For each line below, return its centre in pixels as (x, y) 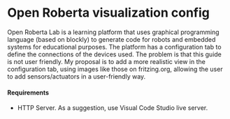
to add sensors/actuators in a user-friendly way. (77, 76)
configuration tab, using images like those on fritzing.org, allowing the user (115, 69)
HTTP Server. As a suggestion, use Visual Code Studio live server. (113, 108)
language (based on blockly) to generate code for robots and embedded (112, 39)
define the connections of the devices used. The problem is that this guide (115, 54)
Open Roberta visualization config (108, 13)
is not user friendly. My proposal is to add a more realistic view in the (107, 61)
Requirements (28, 93)
